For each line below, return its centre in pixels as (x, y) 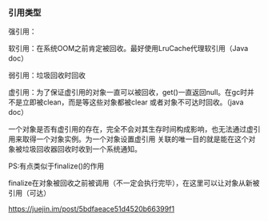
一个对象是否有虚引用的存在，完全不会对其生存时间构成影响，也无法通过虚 (131, 129)
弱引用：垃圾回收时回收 (47, 75)
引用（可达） (29, 193)
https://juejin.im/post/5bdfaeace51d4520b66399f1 (91, 209)
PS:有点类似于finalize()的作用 (56, 166)
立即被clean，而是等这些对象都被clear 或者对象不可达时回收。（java (133, 102)
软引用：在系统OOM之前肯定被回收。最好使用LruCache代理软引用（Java (128, 49)
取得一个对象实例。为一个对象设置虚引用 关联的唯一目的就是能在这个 (135, 139)
